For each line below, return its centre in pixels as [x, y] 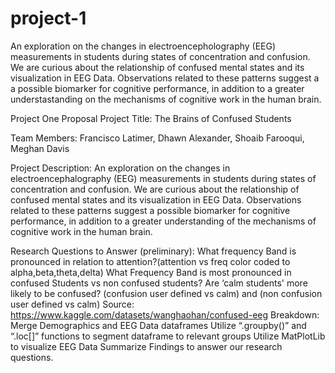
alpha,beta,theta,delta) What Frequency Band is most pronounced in [151, 272]
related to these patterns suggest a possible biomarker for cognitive [150, 210]
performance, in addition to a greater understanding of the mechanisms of [163, 221]
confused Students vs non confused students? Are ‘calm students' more [159, 283]
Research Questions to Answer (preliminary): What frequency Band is [153, 251]
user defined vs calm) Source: [72, 304]
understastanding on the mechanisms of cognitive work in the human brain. [166, 99]
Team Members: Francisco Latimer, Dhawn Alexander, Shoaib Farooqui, [157, 138]
